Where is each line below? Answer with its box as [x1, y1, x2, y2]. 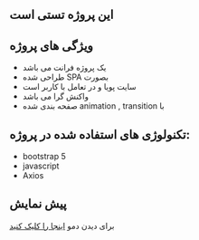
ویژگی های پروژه [9, 38, 93, 53]
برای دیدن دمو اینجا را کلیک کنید [9, 220, 115, 231]
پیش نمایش [9, 197, 67, 212]
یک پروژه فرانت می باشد [22, 62, 107, 73]
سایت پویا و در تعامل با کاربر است [22, 82, 137, 92]
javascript [22, 160, 60, 171]
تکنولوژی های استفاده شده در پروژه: [9, 127, 191, 142]
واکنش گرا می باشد [22, 91, 89, 102]
